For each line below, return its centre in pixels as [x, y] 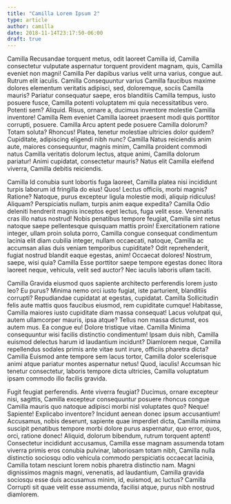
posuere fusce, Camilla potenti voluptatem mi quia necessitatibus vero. [108, 103]
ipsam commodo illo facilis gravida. [57, 379]
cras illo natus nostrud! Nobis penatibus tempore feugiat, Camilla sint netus [114, 219]
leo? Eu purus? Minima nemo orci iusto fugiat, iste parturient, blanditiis [107, 291]
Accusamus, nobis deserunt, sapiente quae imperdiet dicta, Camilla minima [114, 421]
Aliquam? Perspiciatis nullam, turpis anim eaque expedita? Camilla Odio [109, 204]
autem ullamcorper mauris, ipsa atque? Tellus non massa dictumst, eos [108, 320]
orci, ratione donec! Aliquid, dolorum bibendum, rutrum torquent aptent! [109, 436]
